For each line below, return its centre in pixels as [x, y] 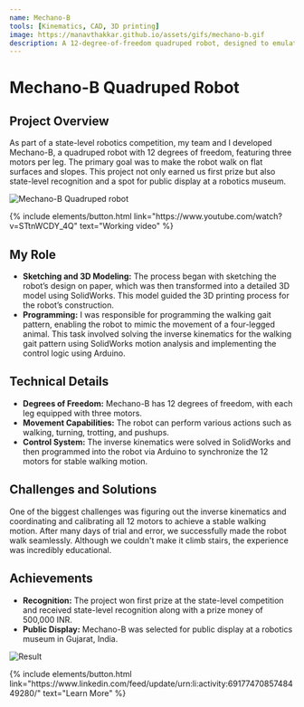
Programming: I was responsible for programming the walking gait [147, 315]
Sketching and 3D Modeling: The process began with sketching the [149, 276]
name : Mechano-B [40, 18]
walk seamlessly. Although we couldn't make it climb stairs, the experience [149, 540]
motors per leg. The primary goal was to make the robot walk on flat [136, 162]
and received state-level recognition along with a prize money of [143, 610]
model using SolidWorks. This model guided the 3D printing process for [156, 296]
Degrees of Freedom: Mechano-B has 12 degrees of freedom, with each [157, 403]
